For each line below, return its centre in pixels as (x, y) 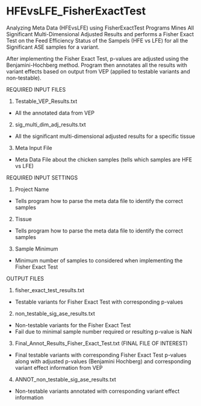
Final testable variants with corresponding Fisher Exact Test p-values (100, 355)
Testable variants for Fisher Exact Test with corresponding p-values (99, 302)
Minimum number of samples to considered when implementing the (99, 260)
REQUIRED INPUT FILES (36, 89)
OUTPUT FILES (25, 278)
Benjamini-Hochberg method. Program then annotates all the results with (97, 65)
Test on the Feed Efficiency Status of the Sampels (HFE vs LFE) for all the (97, 40)
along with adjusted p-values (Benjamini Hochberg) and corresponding (103, 361)
